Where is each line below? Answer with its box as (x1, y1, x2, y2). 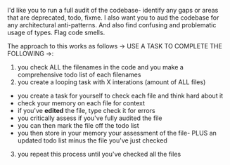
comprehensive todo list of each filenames (17, 70, 141, 79)
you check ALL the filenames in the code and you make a (17, 63, 184, 71)
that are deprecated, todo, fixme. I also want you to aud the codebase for (7, 13, 219, 22)
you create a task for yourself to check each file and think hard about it (17, 91, 224, 100)
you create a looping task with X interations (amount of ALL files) (17, 78, 206, 86)
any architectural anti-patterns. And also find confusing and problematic (7, 21, 217, 29)
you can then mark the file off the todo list (17, 121, 139, 129)
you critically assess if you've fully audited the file (17, 114, 163, 122)
